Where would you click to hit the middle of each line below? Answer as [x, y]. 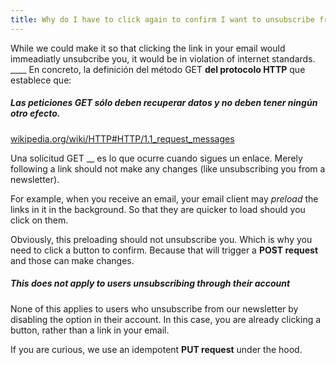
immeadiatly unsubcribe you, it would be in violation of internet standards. [163, 58]
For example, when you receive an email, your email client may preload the [164, 198]
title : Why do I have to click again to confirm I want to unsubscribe [162, 19]
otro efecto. [35, 113]
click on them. [39, 220]
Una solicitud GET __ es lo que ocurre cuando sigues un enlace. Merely [156, 158]
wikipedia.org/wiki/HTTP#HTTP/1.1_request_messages [122, 138]
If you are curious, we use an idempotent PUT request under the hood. [156, 349]
